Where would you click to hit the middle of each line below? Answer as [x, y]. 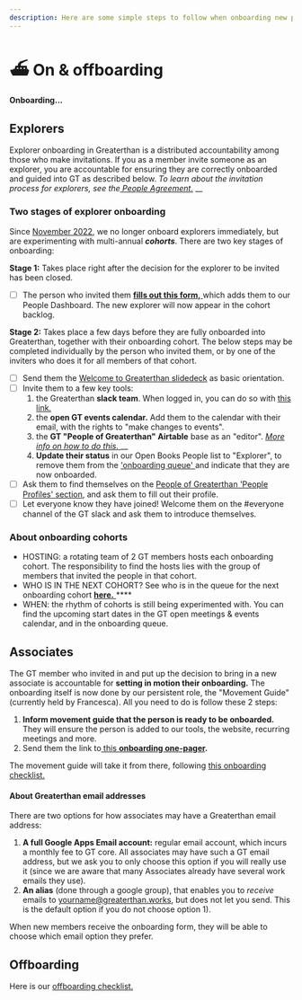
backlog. [39, 314]
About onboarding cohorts [69, 537]
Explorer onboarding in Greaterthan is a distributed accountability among [144, 150]
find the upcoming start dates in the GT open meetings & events [141, 614]
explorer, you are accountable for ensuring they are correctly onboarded [143, 169]
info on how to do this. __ [82, 446]
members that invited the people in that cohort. [110, 576]
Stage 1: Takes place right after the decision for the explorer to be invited [145, 268]
